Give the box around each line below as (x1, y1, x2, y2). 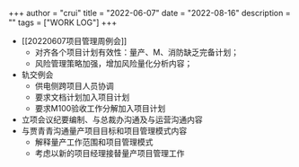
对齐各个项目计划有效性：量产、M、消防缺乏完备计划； (34, 47, 240, 57)
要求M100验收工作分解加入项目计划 (34, 103, 166, 113)
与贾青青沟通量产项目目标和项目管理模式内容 (21, 126, 188, 136)
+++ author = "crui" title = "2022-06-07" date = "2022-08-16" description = (8, 8, 291, 18)
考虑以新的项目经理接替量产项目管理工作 (34, 148, 185, 158)
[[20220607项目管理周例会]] (21, 36, 128, 46)
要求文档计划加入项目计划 (34, 92, 130, 102)
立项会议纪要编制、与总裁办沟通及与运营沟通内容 (21, 114, 203, 125)
